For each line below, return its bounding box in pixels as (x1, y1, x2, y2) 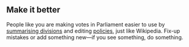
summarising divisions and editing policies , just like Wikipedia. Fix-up (6, 27, 180, 34)
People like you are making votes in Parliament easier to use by (6, 20, 165, 28)
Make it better (6, 5, 61, 15)
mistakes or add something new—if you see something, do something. (6, 33, 184, 41)
